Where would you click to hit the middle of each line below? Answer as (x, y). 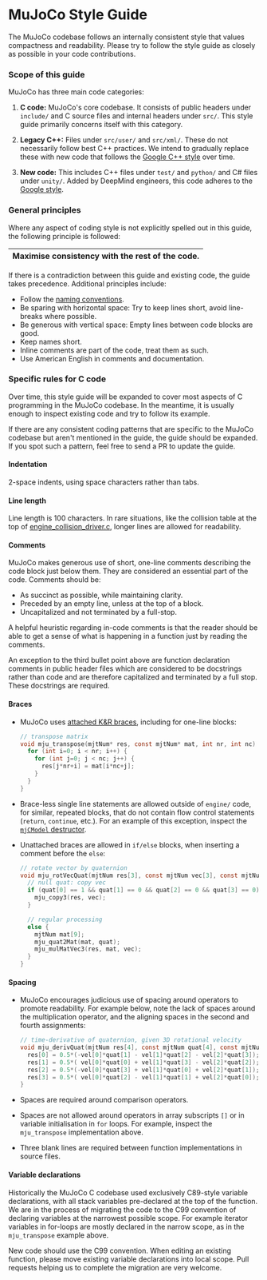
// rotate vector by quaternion (73, 868)
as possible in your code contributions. (72, 54)
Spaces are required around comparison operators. (104, 1100)
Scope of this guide (47, 74)
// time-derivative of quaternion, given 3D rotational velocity (130, 1040)
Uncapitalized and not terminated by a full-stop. (98, 612)
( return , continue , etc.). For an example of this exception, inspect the (133, 820)
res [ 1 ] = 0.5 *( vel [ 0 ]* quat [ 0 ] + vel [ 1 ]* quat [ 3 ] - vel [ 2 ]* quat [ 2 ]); (143, 1062)
